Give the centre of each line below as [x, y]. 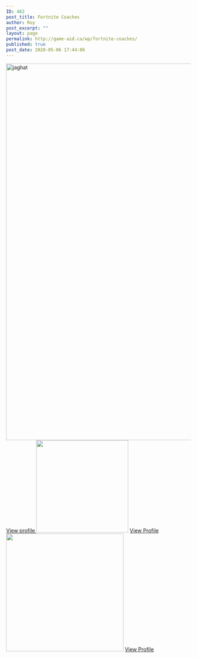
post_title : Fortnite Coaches [43, 17]
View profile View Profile [83, 530]
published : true [26, 45]
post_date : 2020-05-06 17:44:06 [45, 50]
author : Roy [21, 22]
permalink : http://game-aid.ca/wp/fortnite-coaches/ [72, 39]
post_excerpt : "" [27, 28]
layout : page [22, 34]
